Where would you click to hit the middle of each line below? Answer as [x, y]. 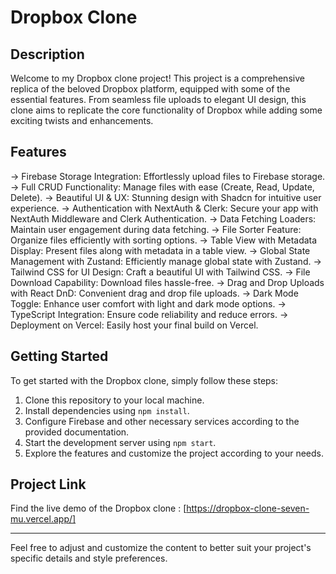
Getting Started [59, 356]
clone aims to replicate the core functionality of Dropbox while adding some [166, 110]
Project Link [48, 484]
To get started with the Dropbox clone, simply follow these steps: [144, 380]
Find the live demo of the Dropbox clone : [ [98, 508]
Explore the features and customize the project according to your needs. [174, 453]
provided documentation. [77, 432]
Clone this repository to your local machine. [114, 400]
